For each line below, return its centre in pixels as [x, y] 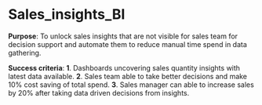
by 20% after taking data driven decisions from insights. [99, 92]
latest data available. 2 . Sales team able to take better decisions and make [128, 76]
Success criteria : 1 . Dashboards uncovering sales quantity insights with [124, 67]
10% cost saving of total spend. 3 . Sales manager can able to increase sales [131, 85]
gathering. [25, 52]
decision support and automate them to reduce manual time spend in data [127, 44]
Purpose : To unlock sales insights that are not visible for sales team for [123, 36]
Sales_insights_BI [67, 14]
